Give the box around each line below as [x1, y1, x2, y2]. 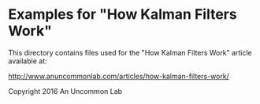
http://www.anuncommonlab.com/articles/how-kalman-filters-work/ [8, 71, 230, 81]
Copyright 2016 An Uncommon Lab [8, 86, 123, 95]
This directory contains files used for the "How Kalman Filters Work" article [8, 48, 252, 57]
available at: [8, 56, 47, 66]
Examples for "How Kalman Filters [8, 5, 238, 23]
